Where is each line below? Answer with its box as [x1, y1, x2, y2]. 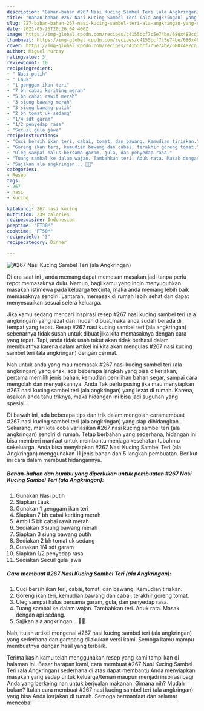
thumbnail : [7, 37, 35, 43]
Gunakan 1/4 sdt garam [15, 543, 74, 551]
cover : [7, 43, 24, 49]
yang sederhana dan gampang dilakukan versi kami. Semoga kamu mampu [7, 635, 194, 643]
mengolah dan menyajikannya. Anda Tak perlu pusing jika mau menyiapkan [7, 380, 194, 388]
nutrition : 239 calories [7, 211, 70, 217]
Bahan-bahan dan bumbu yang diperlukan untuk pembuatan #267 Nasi [7, 470, 192, 477]
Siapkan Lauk [15, 498, 50, 506]
